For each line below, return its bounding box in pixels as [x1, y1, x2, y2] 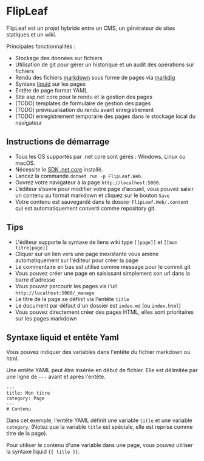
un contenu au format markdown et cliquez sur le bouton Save [15, 192, 170, 199]
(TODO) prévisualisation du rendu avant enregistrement [15, 106, 154, 113]
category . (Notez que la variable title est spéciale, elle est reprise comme [6, 423, 193, 431]
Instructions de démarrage [6, 137, 110, 147]
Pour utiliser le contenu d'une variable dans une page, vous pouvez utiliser [6, 442, 193, 449]
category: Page [6, 395, 45, 402]
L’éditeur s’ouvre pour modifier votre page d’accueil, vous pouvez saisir [15, 185, 194, 192]
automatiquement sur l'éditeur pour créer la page [15, 257, 138, 264]
